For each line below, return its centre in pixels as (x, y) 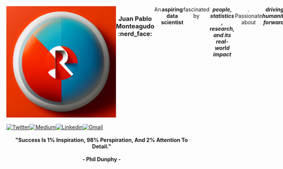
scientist (172, 22)
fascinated (197, 9)
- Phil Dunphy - (102, 159)
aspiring (172, 9)
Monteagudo (135, 26)
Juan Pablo (135, 19)
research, (222, 29)
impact (222, 54)
